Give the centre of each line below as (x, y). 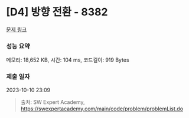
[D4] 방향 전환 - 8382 (57, 12)
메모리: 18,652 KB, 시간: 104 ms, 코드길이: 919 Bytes (68, 60)
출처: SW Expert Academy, (53, 102)
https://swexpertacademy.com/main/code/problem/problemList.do (102, 109)
